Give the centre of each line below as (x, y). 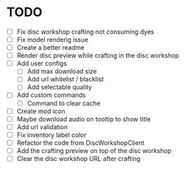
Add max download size (62, 72)
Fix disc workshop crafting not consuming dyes (85, 32)
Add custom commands (51, 95)
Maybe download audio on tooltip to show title (84, 119)
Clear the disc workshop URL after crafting (79, 158)
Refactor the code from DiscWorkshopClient (80, 143)
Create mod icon (41, 111)
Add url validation (42, 126)
